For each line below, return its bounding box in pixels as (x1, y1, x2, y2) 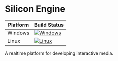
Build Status (34, 21, 64, 28)
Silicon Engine (5, 3, 66, 15)
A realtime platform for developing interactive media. (5, 50, 114, 56)
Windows (7, 30, 30, 36)
